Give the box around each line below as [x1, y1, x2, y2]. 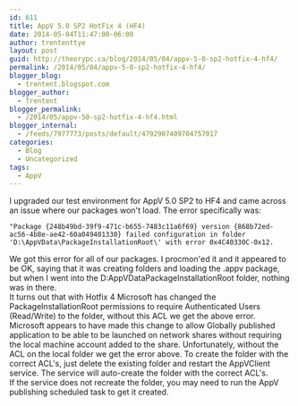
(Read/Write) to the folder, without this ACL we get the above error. [9, 310, 256, 322]
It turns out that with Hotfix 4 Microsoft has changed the [9, 292, 217, 302]
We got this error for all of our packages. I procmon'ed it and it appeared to [9, 254, 286, 265]
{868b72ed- [233, 223, 275, 232]
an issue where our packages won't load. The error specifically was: [9, 205, 261, 216]
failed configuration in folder [124, 230, 246, 240]
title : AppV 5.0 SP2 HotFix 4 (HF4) [9, 21, 146, 30]
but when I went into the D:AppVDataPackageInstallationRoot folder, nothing [9, 273, 290, 283]
